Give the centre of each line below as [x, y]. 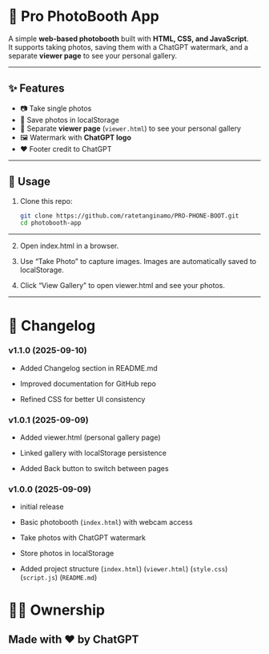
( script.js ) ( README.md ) [58, 578]
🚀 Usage [29, 182]
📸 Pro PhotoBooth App [84, 16]
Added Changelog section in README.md [88, 368]
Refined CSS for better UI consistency [82, 399]
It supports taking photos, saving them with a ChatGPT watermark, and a [128, 47]
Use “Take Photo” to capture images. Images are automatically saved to [138, 262]
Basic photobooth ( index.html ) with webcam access [106, 522]
